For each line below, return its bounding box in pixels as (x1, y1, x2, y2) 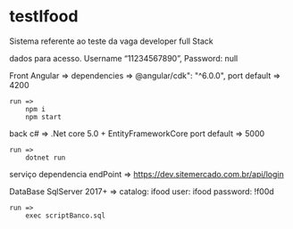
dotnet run (25, 153, 66, 162)
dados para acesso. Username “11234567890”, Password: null (9, 53, 239, 63)
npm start (25, 112, 63, 121)
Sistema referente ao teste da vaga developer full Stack (9, 36, 214, 46)
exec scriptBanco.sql (25, 211, 105, 220)
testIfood (9, 6, 79, 27)
